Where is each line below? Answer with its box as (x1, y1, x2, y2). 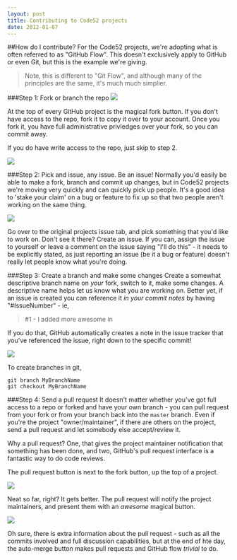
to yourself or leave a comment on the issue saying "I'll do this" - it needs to (7, 243, 228, 251)
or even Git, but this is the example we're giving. (7, 58, 147, 66)
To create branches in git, (7, 363, 82, 372)
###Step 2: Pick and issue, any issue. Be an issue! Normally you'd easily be (7, 170, 227, 179)
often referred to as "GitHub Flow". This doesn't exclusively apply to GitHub (7, 50, 227, 59)
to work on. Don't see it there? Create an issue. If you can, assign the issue (7, 235, 225, 244)
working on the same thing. (7, 201, 87, 209)
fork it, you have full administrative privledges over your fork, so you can (7, 122, 219, 131)
